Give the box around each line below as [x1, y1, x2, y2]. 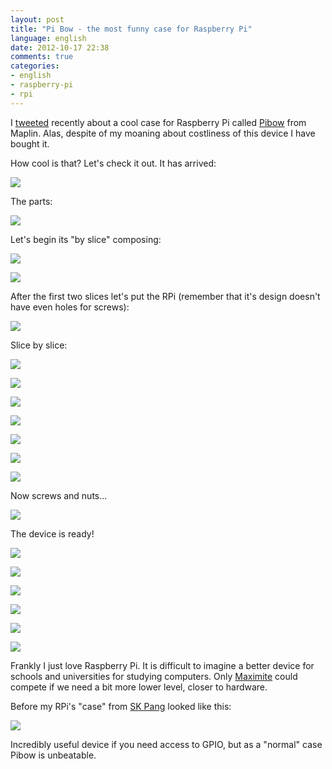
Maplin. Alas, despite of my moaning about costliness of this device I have [10, 127, 316, 139]
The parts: [10, 195, 53, 207]
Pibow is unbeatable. [10, 749, 97, 761]
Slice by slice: [10, 339, 68, 351]
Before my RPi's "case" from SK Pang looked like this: [10, 700, 232, 712]
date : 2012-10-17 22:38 [10, 42, 110, 53]
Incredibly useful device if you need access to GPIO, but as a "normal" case [10, 738, 323, 750]
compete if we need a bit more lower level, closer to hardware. [10, 681, 268, 693]
